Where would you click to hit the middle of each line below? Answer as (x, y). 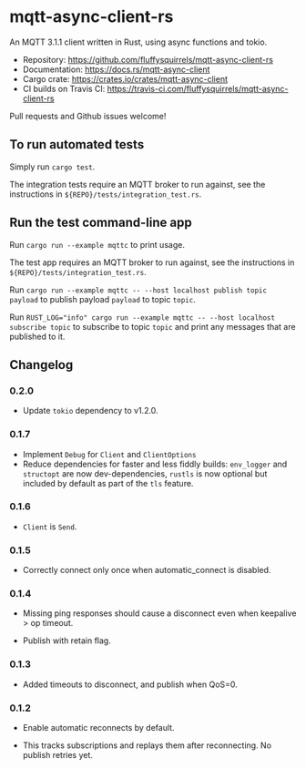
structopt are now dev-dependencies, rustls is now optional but (145, 473)
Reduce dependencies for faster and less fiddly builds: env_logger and (155, 464)
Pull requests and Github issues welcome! (88, 116)
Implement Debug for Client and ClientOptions (109, 454)
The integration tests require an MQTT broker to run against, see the (138, 184)
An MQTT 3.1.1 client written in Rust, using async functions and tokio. (138, 42)
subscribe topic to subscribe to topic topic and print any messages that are (153, 326)
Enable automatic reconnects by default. (98, 728)
